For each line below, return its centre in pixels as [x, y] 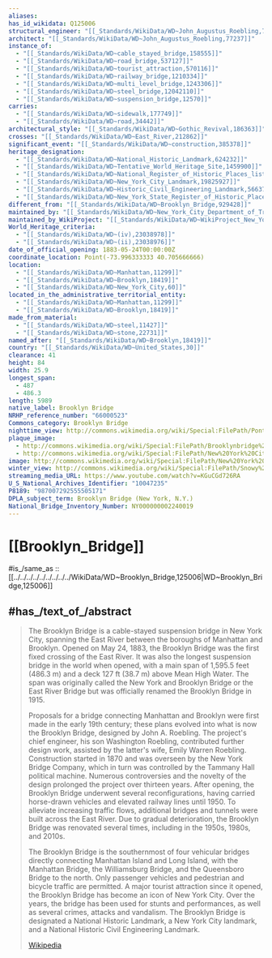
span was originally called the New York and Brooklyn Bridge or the [140, 683]
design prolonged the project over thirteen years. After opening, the [141, 784]
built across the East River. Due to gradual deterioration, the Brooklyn [143, 819]
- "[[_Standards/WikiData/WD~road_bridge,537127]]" [105, 62]
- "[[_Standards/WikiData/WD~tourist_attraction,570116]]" [117, 69]
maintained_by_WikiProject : [56, 220]
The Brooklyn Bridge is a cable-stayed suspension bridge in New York [145, 631]
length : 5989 [30, 401]
